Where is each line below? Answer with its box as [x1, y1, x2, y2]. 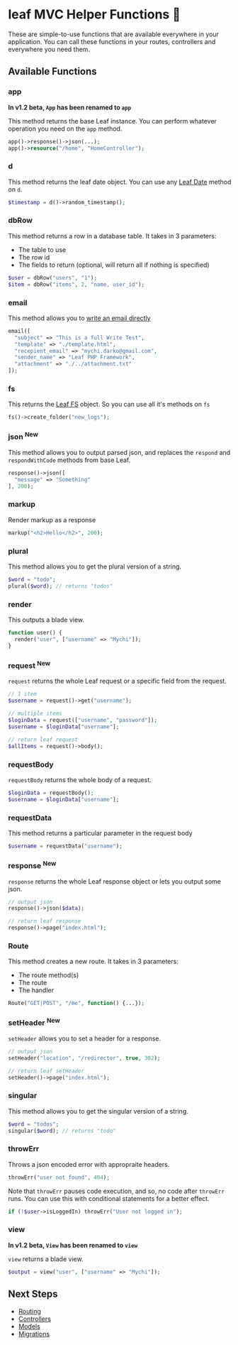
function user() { [8, 630, 62, 637]
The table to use [18, 245, 67, 254]
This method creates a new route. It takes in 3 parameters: [8, 957, 179, 966]
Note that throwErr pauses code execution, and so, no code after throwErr [8, 1187, 225, 1195]
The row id [18, 253, 50, 261]
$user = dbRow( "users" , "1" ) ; [8, 274, 98, 281]
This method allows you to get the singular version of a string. [8, 1107, 188, 1115]
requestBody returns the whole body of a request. [8, 775, 152, 784]
